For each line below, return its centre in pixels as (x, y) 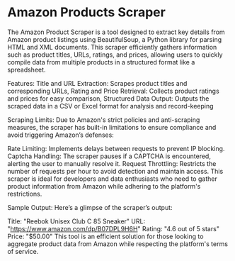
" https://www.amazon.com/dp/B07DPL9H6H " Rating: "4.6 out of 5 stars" (113, 228)
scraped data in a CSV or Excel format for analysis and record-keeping (110, 106)
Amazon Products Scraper (87, 12)
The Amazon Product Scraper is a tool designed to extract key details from (116, 32)
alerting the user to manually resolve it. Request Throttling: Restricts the (112, 163)
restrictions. (25, 194)
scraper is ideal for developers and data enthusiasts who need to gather (112, 179)
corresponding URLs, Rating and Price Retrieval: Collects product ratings (113, 91)
